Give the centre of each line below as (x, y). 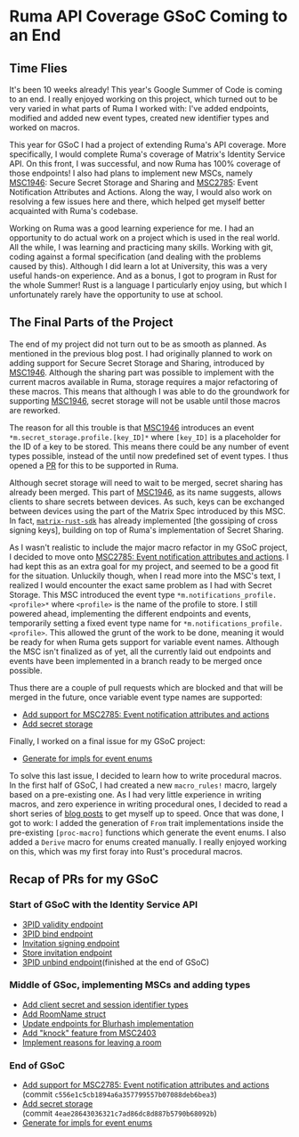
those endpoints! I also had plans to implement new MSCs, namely (131, 173)
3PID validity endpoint (63, 924)
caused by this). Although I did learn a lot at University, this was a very (138, 266)
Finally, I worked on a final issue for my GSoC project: (108, 740)
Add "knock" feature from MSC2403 (89, 1033)
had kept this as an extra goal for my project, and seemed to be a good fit (144, 566)
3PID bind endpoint (57, 934)
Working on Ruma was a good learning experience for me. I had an (132, 228)
